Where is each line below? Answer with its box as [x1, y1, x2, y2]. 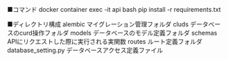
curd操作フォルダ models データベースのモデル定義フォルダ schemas [19, 29, 218, 37]
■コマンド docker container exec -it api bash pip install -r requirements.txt [7, 6, 221, 13]
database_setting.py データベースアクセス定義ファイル [7, 46, 164, 54]
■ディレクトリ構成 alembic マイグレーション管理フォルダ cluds [7, 20, 189, 28]
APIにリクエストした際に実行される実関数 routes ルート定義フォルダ [7, 37, 202, 46]
